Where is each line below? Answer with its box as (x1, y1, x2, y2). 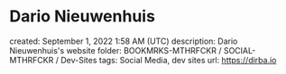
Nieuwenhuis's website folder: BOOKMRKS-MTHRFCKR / (9, 45, 222, 55)
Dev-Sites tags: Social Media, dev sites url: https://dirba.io (60, 54, 277, 65)
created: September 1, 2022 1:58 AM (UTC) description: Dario (9, 36, 238, 46)
